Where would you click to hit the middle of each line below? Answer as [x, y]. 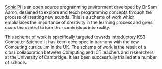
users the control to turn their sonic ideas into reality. [58, 28]
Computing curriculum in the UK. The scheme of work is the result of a [75, 47]
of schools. [16, 62]
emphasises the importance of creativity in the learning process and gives [79, 22]
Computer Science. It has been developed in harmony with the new [72, 42]
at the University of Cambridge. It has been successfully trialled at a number [81, 57]
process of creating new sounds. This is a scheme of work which [70, 17]
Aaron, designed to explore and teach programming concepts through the [79, 12]
